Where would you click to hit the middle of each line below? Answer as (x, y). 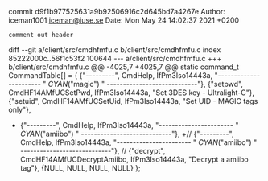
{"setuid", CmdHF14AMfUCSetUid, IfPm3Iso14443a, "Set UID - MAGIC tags (133, 101)
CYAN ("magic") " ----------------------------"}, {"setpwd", (146, 84)
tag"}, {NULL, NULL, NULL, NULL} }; (80, 168)
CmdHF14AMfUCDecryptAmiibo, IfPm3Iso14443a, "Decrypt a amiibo (134, 159)
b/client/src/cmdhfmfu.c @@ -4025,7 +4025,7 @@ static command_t (124, 67)
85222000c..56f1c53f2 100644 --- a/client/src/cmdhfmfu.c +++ (115, 58)
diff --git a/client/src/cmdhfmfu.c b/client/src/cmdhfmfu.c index (115, 50)
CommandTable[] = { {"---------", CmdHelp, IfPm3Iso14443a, (111, 75)
